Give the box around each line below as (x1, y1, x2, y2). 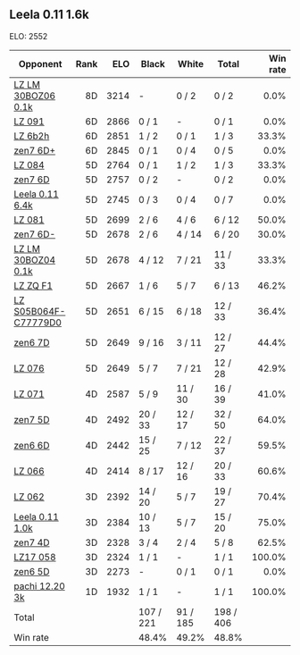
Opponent (18, 57, 62, 70)
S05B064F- (13, 305, 66, 317)
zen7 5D (13, 413, 50, 425)
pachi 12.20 (13, 580, 65, 592)
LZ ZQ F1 (13, 279, 54, 291)
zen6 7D (13, 336, 50, 348)
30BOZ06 (13, 89, 56, 102)
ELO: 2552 (9, 30, 48, 41)
